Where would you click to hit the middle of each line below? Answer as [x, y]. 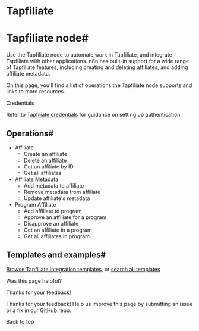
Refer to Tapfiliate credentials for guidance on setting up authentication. [94, 115]
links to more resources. [36, 92]
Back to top [20, 321]
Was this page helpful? [34, 280]
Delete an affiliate [45, 160]
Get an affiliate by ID [49, 166]
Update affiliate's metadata [57, 198]
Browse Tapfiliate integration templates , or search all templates [83, 269]
